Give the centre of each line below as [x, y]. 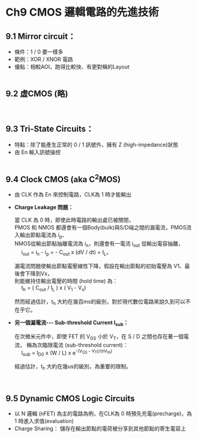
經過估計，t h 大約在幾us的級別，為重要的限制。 [73, 367]
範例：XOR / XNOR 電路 [43, 59]
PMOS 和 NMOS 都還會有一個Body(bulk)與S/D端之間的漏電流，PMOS [100, 228]
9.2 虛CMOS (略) [37, 94]
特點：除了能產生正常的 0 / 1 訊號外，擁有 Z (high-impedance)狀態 [96, 144]
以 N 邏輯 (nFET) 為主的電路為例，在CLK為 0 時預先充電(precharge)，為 [103, 413]
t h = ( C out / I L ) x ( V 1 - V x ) [54, 288]
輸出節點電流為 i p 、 [43, 236]
